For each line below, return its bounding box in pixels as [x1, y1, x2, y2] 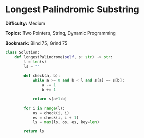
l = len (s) [23, 59, 47, 64]
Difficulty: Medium [5, 20, 46, 26]
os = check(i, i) [32, 110, 70, 115]
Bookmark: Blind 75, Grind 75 [5, 40, 68, 46]
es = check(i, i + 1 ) [32, 115, 79, 120]
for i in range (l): [23, 106, 65, 111]
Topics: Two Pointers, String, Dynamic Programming [5, 30, 116, 36]
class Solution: [5, 50, 40, 55]
